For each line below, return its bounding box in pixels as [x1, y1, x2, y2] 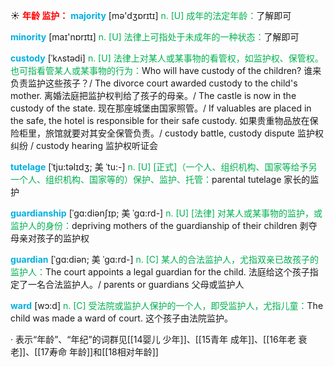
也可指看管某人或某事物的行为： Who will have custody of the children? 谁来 [10, 65, 322, 76]
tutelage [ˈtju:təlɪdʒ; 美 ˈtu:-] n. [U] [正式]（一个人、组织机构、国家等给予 [10, 161, 309, 173]
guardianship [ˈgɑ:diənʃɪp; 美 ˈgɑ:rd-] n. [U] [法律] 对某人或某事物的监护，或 [10, 207, 323, 219]
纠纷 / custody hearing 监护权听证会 [10, 140, 158, 151]
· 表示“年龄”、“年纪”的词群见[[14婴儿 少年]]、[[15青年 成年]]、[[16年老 [10, 334, 297, 345]
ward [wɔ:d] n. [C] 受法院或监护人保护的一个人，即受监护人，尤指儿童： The [10, 300, 324, 311]
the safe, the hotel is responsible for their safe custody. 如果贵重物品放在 [10, 115, 310, 126]
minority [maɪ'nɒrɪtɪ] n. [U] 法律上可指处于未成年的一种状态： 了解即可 [10, 31, 300, 43]
